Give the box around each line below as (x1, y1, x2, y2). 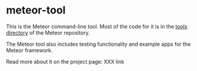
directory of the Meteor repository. (6, 29, 90, 36)
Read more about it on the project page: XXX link (6, 58, 125, 65)
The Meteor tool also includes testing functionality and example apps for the (6, 40, 191, 48)
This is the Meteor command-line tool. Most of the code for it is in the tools (6, 23, 188, 30)
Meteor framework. (6, 46, 53, 53)
